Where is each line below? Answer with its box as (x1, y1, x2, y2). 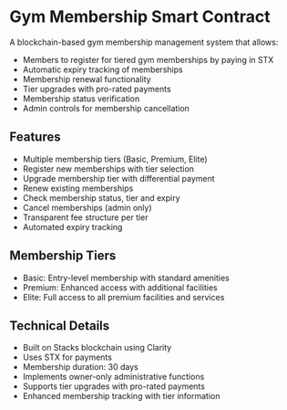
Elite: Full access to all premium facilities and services (22, 291, 225, 302)
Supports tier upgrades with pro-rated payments (22, 381, 205, 392)
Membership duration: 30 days (22, 362, 138, 373)
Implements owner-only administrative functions (22, 372, 205, 383)
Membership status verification (22, 93, 140, 104)
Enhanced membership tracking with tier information (22, 391, 220, 402)
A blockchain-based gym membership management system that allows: (9, 37, 279, 47)
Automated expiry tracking (22, 221, 123, 232)
